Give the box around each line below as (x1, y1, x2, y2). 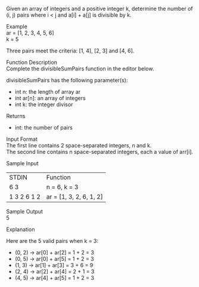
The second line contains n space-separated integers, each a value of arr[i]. (6, 149, 194, 155)
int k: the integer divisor (14, 101, 73, 108)
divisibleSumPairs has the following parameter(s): (6, 77, 128, 84)
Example (6, 23, 28, 30)
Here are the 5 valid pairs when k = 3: (6, 237, 99, 244)
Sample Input (6, 160, 39, 166)
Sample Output (6, 208, 43, 215)
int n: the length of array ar (14, 88, 81, 95)
